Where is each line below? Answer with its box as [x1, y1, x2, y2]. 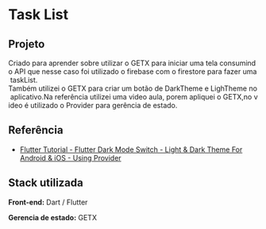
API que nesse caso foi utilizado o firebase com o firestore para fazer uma [14, 67, 257, 76]
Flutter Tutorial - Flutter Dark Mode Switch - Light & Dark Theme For [19, 145, 243, 154]
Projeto [8, 37, 45, 51]
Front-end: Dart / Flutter [8, 197, 88, 207]
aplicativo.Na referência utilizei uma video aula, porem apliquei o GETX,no [10, 92, 253, 101]
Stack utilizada [8, 177, 83, 190]
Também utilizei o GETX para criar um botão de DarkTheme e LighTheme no [8, 83, 258, 93]
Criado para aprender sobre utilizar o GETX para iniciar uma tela [8, 58, 218, 68]
